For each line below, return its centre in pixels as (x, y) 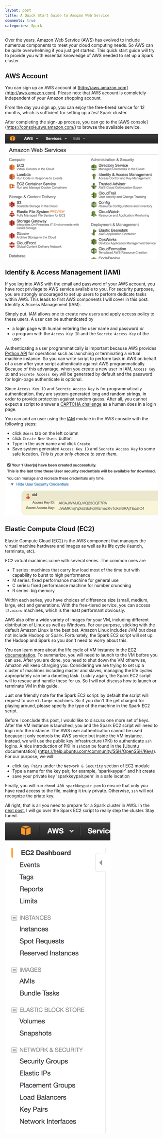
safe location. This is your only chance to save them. (65, 454)
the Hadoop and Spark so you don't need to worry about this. (66, 640)
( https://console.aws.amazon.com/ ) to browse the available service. (73, 127)
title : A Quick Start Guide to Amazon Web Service (57, 15)
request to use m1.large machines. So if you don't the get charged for (75, 700)
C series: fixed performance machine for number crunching (72, 585)
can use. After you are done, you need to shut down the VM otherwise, (76, 660)
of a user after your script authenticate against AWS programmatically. (75, 364)
